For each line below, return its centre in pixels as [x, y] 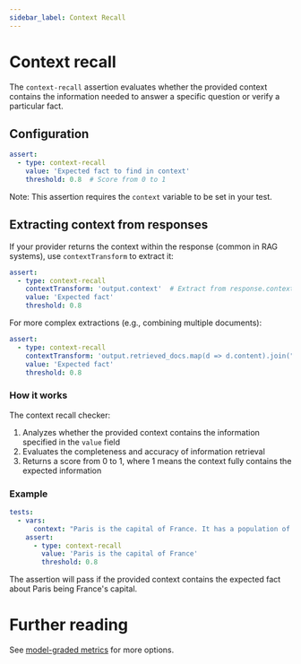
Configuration [49, 134]
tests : [21, 513]
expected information [62, 470]
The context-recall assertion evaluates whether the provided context [138, 87]
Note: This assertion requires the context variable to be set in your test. [141, 196]
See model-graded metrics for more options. [92, 650]
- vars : [32, 521]
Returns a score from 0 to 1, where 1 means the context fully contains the [157, 461]
